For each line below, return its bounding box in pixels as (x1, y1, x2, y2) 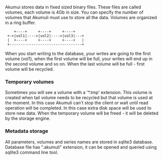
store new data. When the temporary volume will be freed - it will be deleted (5, 110, 159, 116)
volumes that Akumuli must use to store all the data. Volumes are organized (5, 15, 157, 20)
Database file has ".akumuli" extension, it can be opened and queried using (5, 144, 157, 150)
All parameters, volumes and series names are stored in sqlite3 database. (5, 139, 153, 145)
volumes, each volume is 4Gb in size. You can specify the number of (5, 9, 143, 15)
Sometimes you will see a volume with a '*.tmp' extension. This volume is (5, 90, 152, 95)
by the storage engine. (5, 115, 50, 121)
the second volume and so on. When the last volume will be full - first (5, 61, 145, 67)
